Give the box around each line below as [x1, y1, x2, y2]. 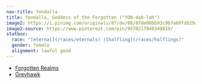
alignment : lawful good [11, 48, 71, 54]
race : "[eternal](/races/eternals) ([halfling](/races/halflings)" [11, 37, 185, 43]
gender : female [11, 43, 50, 49]
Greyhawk [14, 70, 41, 78]
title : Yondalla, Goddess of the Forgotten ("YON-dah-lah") [6, 14, 161, 20]
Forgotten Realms [14, 64, 59, 71]
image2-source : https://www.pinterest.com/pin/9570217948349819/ [6, 25, 173, 32]
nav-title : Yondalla [6, 8, 58, 15]
